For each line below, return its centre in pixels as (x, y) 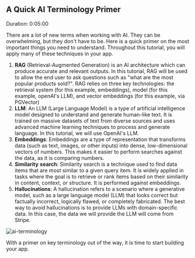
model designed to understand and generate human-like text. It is (93, 114)
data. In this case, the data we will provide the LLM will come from (94, 214)
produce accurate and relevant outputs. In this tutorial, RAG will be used (101, 71)
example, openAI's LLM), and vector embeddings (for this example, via (100, 96)
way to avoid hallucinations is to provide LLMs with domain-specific (96, 207)
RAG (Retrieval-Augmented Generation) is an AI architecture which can (100, 65)
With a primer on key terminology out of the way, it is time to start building (95, 242)
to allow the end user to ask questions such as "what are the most (94, 77)
